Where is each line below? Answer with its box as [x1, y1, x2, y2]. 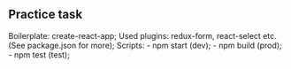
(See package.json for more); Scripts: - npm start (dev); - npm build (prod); [8, 40, 282, 50]
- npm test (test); [8, 49, 70, 60]
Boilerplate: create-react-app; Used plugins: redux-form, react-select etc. [8, 30, 277, 41]
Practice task [8, 7, 83, 22]
